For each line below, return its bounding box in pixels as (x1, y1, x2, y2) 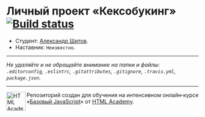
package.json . (6, 74, 41, 81)
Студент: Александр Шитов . (15, 37, 88, 44)
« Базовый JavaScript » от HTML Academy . (26, 98, 134, 105)
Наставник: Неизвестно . (15, 44, 76, 51)
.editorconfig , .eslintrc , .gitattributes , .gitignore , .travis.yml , (6, 67, 176, 75)
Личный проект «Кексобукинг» (6, 4, 176, 18)
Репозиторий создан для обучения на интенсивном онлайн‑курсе (26, 91, 199, 98)
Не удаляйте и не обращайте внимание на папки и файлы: (6, 61, 160, 68)
